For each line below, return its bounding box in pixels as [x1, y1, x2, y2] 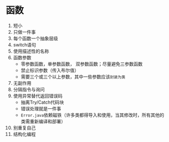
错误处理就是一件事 [20, 105, 62, 111]
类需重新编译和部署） [20, 118, 66, 124]
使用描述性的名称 [13, 48, 49, 54]
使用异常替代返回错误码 [13, 92, 63, 99]
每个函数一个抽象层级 [13, 35, 58, 41]
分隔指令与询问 [13, 86, 45, 92]
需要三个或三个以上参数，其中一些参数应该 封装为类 [20, 74, 126, 80]
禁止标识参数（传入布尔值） [20, 67, 79, 73]
